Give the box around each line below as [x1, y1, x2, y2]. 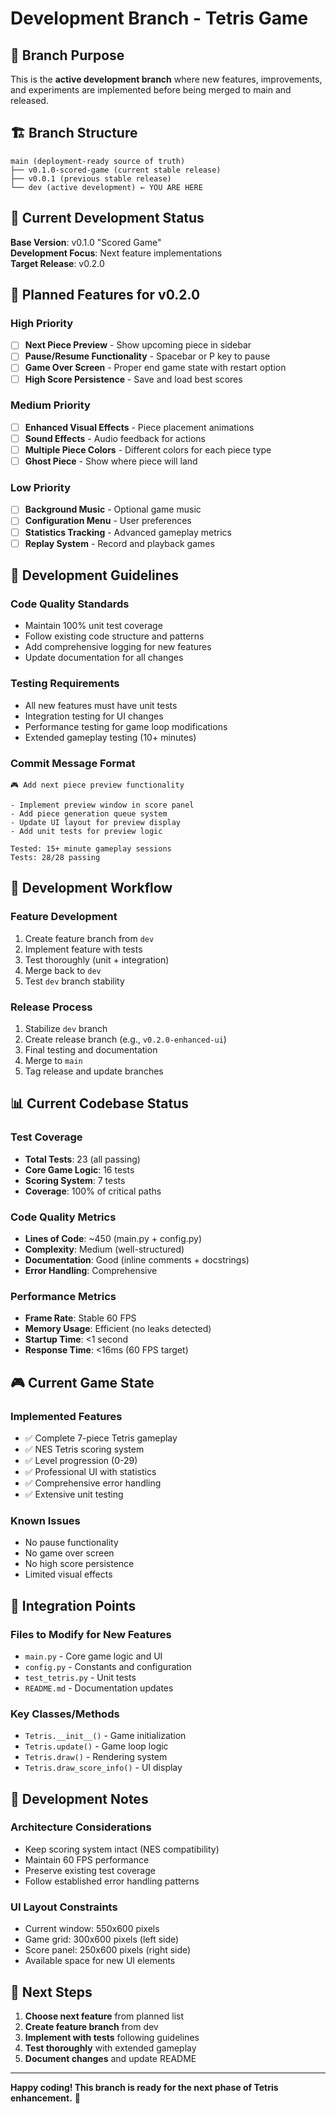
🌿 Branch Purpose [10, 47, 125, 64]
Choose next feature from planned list [24, 2010, 185, 2022]
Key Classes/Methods [10, 1707, 120, 1721]
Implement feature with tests [24, 943, 143, 955]
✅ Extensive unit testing [24, 1488, 124, 1500]
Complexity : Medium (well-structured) [24, 1243, 185, 1255]
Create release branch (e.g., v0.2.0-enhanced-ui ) [24, 1033, 227, 1045]
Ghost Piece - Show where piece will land [24, 455, 198, 467]
